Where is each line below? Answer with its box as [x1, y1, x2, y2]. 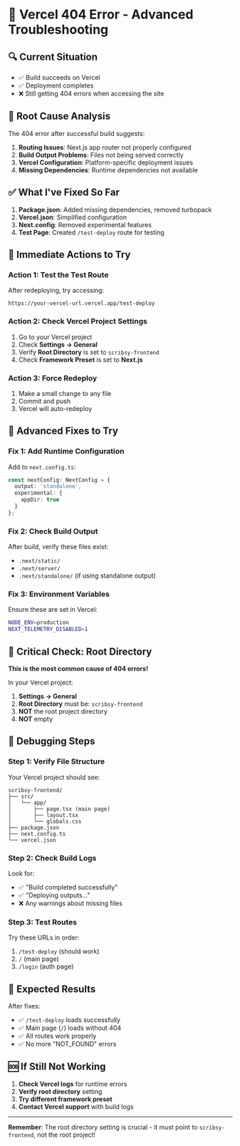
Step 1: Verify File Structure [8, 756, 105, 766]
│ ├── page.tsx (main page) [8, 805, 111, 813]
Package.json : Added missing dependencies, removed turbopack [18, 205, 212, 214]
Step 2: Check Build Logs [8, 853, 97, 863]
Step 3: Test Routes [8, 917, 78, 927]
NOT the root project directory [18, 707, 108, 715]
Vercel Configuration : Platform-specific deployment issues [18, 158, 194, 167]
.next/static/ [18, 558, 61, 565]
